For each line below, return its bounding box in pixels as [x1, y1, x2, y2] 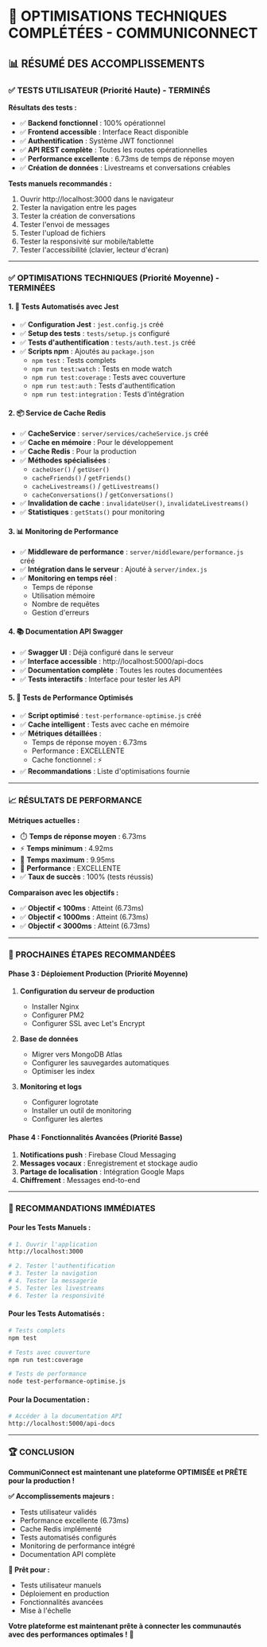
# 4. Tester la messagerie [8, 1277, 98, 1285]
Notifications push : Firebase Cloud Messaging [19, 1150, 176, 1160]
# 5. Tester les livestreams [8, 1284, 105, 1292]
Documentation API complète [19, 1550, 117, 1559]
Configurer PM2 [31, 1010, 85, 1020]
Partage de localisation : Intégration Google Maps [19, 1167, 185, 1177]
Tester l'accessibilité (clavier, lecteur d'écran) [19, 244, 169, 254]
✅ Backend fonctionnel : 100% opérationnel [19, 118, 165, 127]
